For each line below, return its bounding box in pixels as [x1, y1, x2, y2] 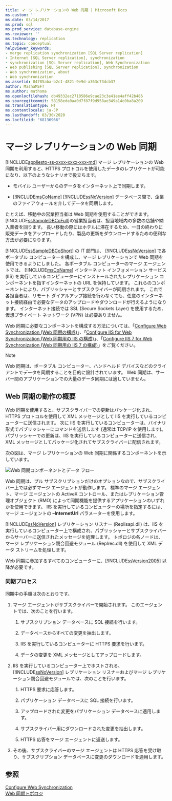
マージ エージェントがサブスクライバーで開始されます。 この [12, 601, 140, 607]
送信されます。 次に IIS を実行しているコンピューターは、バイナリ [27, 419, 166, 426]
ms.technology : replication [5, 36, 66, 42]
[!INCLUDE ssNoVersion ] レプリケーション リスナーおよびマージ [12, 669, 147, 675]
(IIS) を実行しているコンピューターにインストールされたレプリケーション [5, 273, 159, 279]
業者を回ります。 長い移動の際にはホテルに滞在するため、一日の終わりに [9, 224, 163, 230]
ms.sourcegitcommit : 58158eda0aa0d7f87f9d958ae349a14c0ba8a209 [5, 98, 143, 103]
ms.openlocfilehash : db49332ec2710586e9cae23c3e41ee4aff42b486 [5, 93, 143, 99]
